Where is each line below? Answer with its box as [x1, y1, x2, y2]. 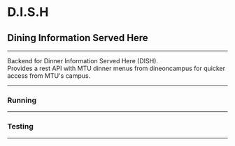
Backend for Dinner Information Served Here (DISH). [7, 57, 159, 65]
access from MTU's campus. [7, 72, 91, 80]
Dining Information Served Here [7, 32, 148, 44]
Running [7, 95, 37, 105]
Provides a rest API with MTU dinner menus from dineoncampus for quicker [7, 64, 226, 72]
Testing [7, 122, 34, 131]
